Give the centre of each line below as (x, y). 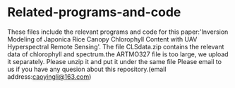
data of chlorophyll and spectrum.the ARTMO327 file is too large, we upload (118, 54)
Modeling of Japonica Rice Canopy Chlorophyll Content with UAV (102, 39)
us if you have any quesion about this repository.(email (87, 69)
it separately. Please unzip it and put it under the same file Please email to (115, 61)
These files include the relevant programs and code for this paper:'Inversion (118, 32)
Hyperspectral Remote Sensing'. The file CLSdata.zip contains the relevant (116, 46)
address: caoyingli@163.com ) (49, 76)
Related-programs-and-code (94, 12)
